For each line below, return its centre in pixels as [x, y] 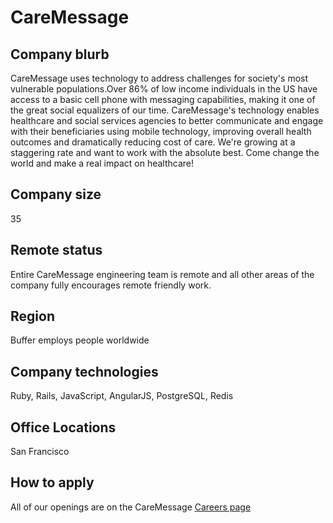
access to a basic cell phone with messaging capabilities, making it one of [163, 99]
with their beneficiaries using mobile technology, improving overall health [161, 131]
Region [32, 316]
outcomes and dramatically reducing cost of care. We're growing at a [153, 142]
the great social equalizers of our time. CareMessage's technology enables [165, 110]
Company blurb [60, 54]
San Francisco [40, 452]
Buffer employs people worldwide [80, 340]
